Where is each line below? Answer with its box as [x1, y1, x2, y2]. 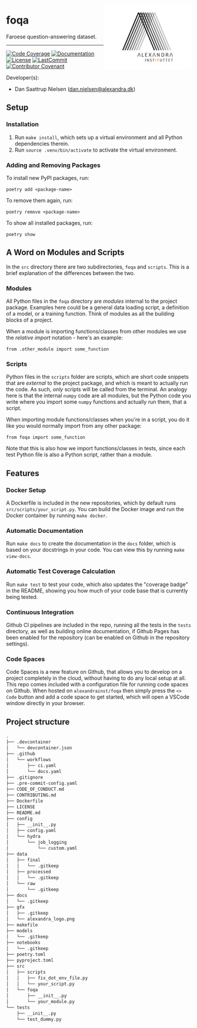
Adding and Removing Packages [6, 161, 101, 169]
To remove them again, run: [6, 197, 73, 204]
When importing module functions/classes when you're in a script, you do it [6, 416, 190, 423]
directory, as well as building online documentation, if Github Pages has [6, 627, 179, 634]
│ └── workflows [6, 757, 51, 763]
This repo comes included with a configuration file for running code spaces [6, 681, 189, 688]
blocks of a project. [6, 316, 53, 323]
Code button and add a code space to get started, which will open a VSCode [6, 693, 190, 700]
